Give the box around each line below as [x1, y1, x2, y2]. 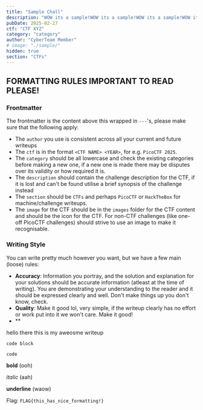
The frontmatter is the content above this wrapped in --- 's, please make [6, 117, 186, 124]
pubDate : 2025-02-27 [6, 20, 59, 26]
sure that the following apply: [6, 124, 79, 131]
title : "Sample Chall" [6, 8, 63, 15]
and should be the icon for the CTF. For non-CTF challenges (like [14, 213, 177, 220]
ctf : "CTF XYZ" [6, 25, 45, 32]
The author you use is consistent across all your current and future [14, 135, 182, 143]
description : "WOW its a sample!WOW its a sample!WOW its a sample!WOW [6, 14, 190, 21]
